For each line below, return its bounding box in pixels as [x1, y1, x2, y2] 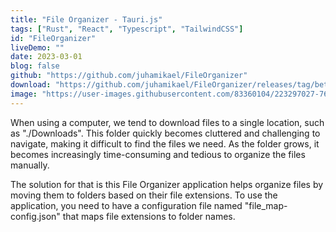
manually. [10, 159, 50, 171]
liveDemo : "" [10, 42, 65, 53]
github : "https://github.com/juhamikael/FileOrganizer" [10, 71, 248, 81]
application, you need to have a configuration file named [10, 199, 243, 211]
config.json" [10, 210, 61, 222]
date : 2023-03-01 [10, 52, 83, 62]
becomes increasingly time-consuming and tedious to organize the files [10, 148, 306, 160]
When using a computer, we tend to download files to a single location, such [10, 116, 325, 128]
